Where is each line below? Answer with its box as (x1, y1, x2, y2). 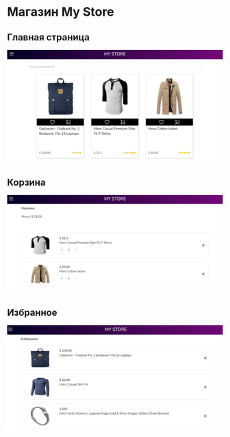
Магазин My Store (7, 4, 114, 20)
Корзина (7, 176, 46, 188)
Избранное (7, 306, 57, 319)
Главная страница (7, 32, 90, 43)
